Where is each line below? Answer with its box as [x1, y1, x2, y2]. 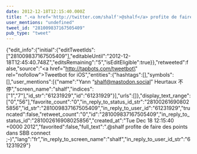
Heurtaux [154, 78, 177, 85]
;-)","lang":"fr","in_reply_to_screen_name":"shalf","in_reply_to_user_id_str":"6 [6, 136, 191, 143]
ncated [6, 111, 23, 118]
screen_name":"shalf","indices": [16, 85, 94, 93]
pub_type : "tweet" [6, 30, 51, 36]
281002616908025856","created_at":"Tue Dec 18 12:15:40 [34, 117, 174, 124]
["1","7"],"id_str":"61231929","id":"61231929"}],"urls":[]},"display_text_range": [6, 92, 191, 100]
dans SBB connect [6, 129, 51, 136]
